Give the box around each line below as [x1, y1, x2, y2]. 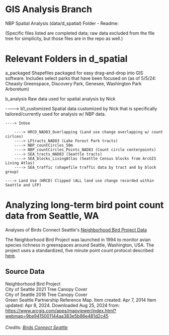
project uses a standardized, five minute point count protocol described [5, 247, 154, 253]
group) [5, 169, 19, 174]
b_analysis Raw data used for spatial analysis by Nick [5, 95, 116, 102]
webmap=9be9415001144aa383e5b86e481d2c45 [5, 313, 109, 319]
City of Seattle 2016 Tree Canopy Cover [5, 292, 88, 298]
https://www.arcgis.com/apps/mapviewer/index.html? [5, 307, 117, 314]
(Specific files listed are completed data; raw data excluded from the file [5, 30, 155, 36]
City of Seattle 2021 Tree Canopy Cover [5, 286, 88, 292]
